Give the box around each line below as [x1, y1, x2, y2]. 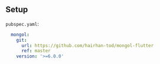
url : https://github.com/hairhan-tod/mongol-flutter [21, 42, 154, 49]
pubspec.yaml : [5, 20, 39, 27]
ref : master [21, 48, 51, 54]
